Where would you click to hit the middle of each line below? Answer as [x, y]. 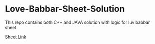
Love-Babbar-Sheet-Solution [65, 9]
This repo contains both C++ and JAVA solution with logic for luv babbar [77, 22]
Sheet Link [16, 37]
